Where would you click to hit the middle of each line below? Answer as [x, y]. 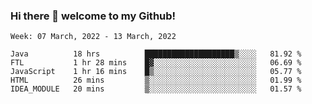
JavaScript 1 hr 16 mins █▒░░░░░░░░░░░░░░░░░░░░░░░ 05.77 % [156, 72]
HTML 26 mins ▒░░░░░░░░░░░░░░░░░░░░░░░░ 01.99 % [156, 80]
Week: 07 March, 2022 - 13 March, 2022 [93, 37]
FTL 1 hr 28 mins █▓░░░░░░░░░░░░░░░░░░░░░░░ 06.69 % [156, 63]
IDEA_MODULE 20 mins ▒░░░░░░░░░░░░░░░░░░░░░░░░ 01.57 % [156, 89]
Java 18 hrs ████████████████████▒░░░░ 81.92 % [156, 54]
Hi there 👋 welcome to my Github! [93, 16]
